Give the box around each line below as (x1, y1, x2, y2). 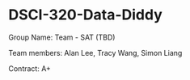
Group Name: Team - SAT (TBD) (8, 32, 116, 42)
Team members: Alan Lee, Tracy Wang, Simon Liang (8, 48, 183, 57)
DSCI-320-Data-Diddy (8, 6, 163, 24)
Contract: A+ (8, 63, 51, 74)
